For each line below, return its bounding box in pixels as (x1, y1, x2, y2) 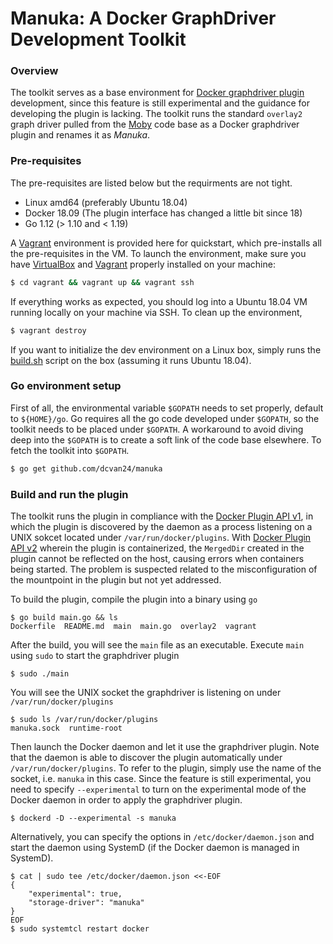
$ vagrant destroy (10, 325, 87, 336)
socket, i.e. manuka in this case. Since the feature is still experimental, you (10, 773, 312, 784)
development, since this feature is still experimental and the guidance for (10, 97, 310, 109)
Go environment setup (10, 379, 122, 393)
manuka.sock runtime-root (10, 723, 123, 733)
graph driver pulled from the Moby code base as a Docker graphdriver (10, 118, 300, 131)
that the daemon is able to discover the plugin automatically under (10, 752, 283, 763)
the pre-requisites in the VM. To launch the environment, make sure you (10, 247, 307, 259)
